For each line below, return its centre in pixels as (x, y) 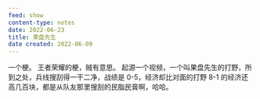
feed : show (26, 15)
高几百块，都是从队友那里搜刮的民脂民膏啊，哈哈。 (90, 87)
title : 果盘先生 (32, 37)
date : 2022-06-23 (36, 30)
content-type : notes (42, 23)
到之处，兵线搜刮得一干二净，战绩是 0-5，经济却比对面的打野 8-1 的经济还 (128, 77)
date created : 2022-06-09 (50, 44)
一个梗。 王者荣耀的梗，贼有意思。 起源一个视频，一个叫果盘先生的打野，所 (130, 68)
